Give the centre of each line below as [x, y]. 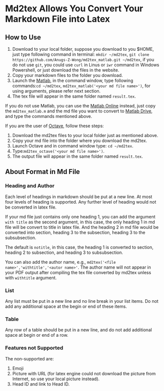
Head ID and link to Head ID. [41, 384]
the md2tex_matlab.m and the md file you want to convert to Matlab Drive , [79, 111]
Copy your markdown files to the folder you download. [67, 75]
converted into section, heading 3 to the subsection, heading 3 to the [75, 232]
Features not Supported [34, 348]
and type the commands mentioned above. [49, 116]
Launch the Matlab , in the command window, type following [73, 80]
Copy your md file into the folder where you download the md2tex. [80, 141]
